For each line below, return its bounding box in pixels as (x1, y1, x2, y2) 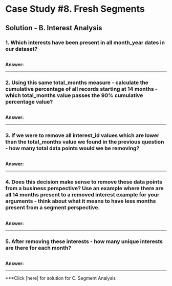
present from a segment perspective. (5, 204, 100, 211)
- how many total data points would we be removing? (5, 145, 140, 152)
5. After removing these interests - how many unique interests (5, 238, 163, 245)
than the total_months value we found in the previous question (5, 138, 164, 146)
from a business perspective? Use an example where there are (5, 185, 164, 192)
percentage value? (5, 98, 53, 105)
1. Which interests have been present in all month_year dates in (5, 39, 165, 46)
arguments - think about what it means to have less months (5, 198, 156, 205)
